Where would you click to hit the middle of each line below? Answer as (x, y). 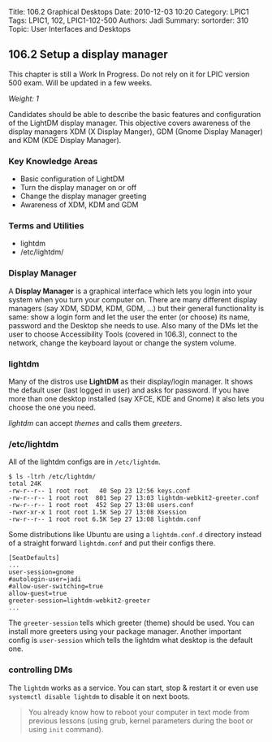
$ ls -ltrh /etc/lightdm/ (52, 477)
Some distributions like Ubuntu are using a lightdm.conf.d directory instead (135, 535)
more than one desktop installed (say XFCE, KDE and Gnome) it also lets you (136, 399)
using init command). (66, 729)
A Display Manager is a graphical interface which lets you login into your (130, 291)
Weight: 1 (24, 98)
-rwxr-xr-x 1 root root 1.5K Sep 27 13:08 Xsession (97, 512)
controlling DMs (41, 670)
